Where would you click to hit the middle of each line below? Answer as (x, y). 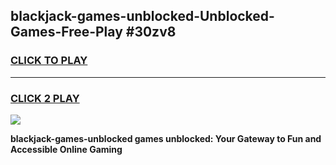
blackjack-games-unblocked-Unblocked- (142, 16)
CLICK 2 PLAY (45, 98)
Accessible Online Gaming (66, 149)
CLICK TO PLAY (49, 61)
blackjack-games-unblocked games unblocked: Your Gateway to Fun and (166, 138)
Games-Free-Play (66, 32)
